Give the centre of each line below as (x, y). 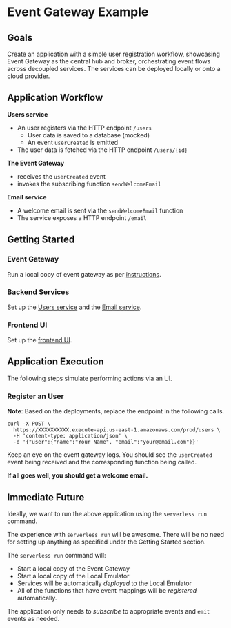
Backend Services (38, 292)
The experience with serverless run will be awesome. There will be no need (116, 535)
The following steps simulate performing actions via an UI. (90, 378)
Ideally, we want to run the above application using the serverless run (107, 514)
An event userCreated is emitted (73, 142)
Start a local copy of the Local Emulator (73, 576)
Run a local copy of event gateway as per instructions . (84, 274)
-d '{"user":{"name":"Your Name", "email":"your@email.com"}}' (106, 442)
